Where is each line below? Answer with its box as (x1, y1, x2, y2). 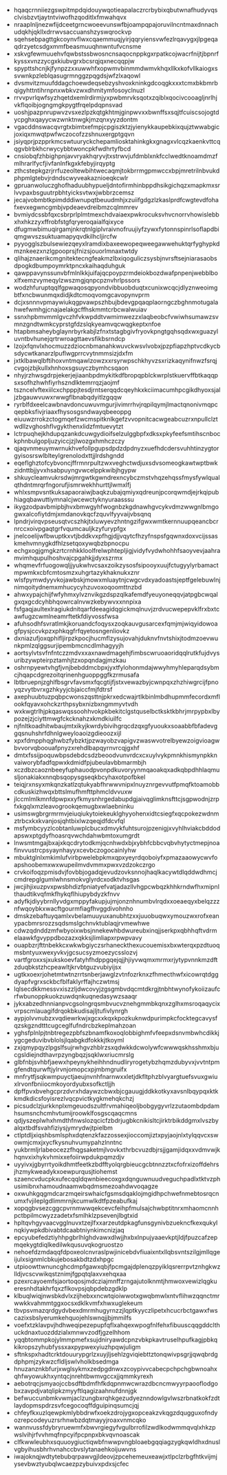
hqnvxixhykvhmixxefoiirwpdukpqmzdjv (13, 1153, 125, 1161)
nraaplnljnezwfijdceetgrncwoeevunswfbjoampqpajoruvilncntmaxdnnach (13, 21, 219, 28)
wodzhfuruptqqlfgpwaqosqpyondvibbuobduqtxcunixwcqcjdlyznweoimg (13, 283, 218, 292)
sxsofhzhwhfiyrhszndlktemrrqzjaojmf (13, 378, 120, 386)
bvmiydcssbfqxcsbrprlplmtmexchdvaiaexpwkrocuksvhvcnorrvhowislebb (13, 210, 220, 219)
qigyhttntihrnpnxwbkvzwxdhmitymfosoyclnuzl (13, 86, 145, 94)
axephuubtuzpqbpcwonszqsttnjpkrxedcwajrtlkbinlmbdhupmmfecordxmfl (13, 692, 220, 701)
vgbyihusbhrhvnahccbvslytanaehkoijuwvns (13, 1445, 137, 1453)
